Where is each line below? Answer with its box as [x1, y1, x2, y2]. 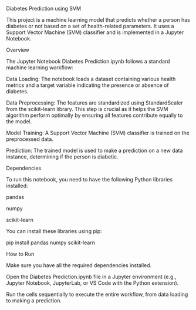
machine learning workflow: [6, 64, 73, 71]
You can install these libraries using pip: [6, 228, 103, 234]
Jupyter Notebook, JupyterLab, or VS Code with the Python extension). [6, 279, 179, 287]
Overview [6, 46, 29, 53]
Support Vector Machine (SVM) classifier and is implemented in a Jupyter [6, 29, 184, 36]
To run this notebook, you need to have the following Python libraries [6, 176, 173, 183]
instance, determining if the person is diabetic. [6, 153, 119, 160]
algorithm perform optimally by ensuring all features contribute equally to [6, 112, 183, 119]
